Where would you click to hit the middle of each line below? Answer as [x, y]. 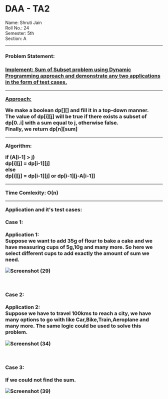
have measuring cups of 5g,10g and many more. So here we [79, 247]
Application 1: [22, 234]
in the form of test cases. [36, 82]
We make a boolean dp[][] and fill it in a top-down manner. [77, 110]
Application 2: [23, 307]
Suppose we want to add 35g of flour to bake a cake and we [79, 240]
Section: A [16, 38]
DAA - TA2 [27, 9]
